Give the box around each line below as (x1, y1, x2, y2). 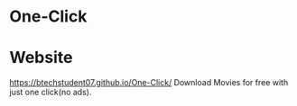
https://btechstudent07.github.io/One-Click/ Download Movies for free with (9, 77, 289, 88)
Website (9, 48, 73, 68)
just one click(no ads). (9, 87, 92, 98)
